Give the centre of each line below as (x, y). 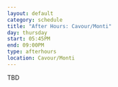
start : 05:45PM (29, 39)
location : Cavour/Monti (41, 58)
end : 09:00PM (26, 45)
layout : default (30, 13)
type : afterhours (32, 52)
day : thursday (27, 33)
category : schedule (35, 20)
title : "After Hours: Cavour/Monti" (59, 26)
